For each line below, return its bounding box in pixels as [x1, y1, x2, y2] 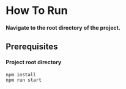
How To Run [6, 4, 68, 18]
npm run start [6, 77, 42, 84]
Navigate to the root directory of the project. [6, 24, 120, 31]
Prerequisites [6, 42, 58, 52]
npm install [6, 72, 36, 78]
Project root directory [6, 58, 62, 65]
